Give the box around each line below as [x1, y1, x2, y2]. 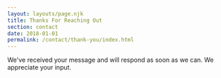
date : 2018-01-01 [7, 30, 59, 37]
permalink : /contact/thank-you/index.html [7, 37, 134, 44]
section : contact [7, 23, 59, 30]
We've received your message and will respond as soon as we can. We [7, 56, 214, 64]
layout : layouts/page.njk [7, 10, 83, 18]
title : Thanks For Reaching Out [7, 17, 102, 24]
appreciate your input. [7, 63, 72, 72]
